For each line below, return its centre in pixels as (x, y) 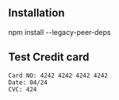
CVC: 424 (23, 89)
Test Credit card (49, 58)
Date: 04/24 (28, 83)
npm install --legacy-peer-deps (59, 32)
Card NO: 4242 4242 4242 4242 (58, 75)
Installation (36, 13)
